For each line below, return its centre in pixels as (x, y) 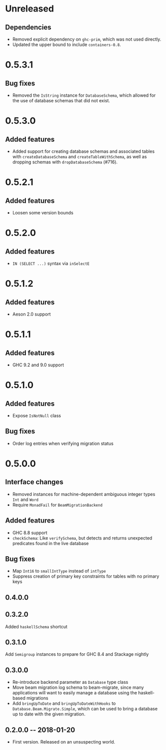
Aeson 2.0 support (31, 314)
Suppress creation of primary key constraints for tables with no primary (86, 576)
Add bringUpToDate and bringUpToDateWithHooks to (64, 703)
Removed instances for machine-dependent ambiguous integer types (84, 494)
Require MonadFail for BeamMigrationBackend (58, 505)
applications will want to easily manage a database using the (75, 693)
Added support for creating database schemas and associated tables (83, 151)
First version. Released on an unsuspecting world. (64, 742)
